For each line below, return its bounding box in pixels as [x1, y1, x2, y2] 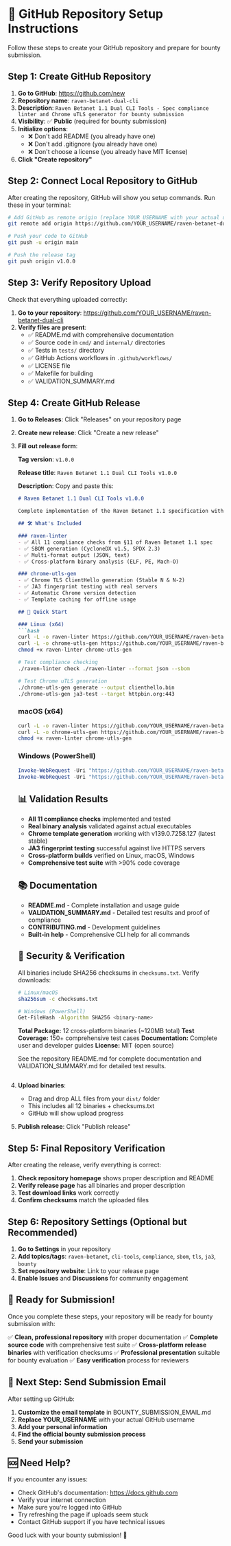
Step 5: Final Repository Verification [8, 1142, 165, 1154]
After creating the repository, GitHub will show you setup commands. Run [8, 193, 215, 201]
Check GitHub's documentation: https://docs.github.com [17, 1488, 178, 1497]
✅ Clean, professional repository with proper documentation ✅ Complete [8, 1333, 219, 1341]
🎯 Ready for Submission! [8, 1294, 115, 1305]
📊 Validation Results [17, 793, 108, 805]
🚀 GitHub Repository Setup [8, 6, 164, 22]
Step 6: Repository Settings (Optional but [8, 1216, 187, 1228]
